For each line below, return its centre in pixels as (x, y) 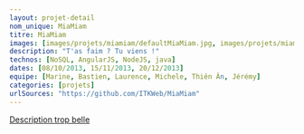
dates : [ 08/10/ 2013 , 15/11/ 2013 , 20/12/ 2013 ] (96, 69)
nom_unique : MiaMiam (48, 26)
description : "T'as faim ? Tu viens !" (85, 52)
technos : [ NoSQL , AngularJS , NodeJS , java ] (93, 60)
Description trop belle (50, 120)
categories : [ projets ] (52, 85)
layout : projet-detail (52, 18)
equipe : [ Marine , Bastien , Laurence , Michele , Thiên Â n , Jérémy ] (135, 77)
